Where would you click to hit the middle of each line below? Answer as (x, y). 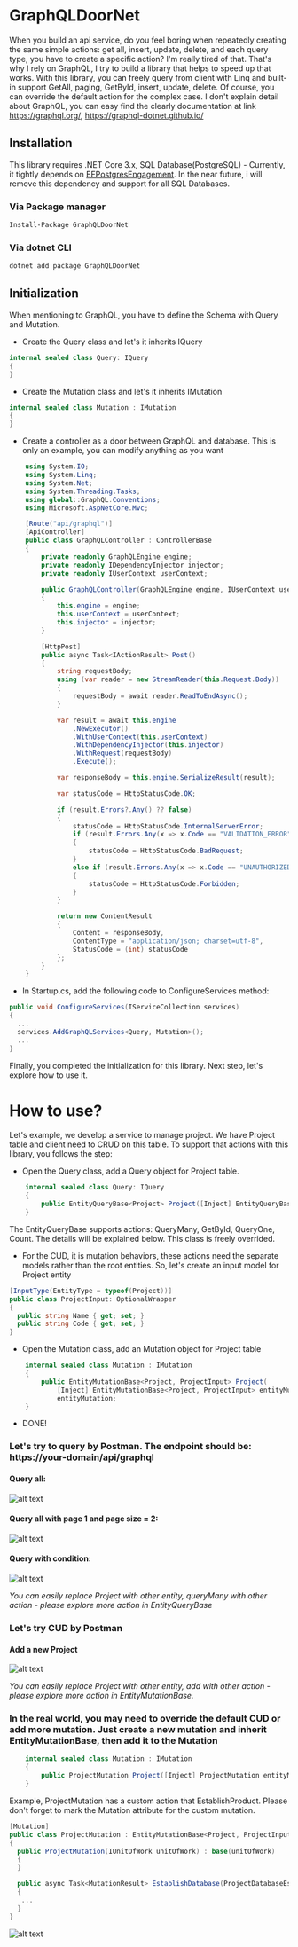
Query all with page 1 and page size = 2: (84, 1519)
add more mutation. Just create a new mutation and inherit (138, 1730)
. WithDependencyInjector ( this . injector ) (148, 745)
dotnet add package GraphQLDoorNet (75, 266)
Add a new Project (43, 1649)
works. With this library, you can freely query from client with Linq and (137, 77)
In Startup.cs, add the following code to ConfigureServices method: (145, 991)
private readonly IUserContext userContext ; (125, 573)
